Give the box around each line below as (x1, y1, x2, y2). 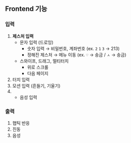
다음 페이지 (27, 70, 48, 76)
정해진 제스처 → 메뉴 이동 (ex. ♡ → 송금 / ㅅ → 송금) (27, 52, 127, 58)
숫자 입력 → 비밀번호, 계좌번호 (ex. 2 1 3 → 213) (27, 45, 120, 51)
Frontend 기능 (5, 4, 47, 13)
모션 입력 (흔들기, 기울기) (12, 82, 61, 88)
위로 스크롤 (27, 64, 48, 70)
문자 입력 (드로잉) (19, 39, 53, 45)
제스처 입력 (12, 33, 34, 39)
